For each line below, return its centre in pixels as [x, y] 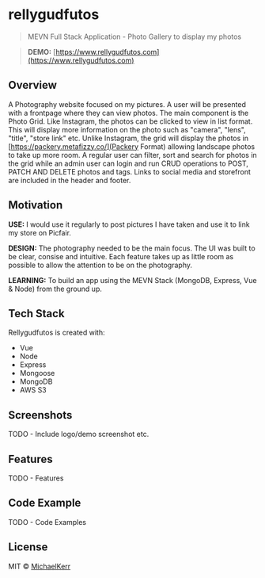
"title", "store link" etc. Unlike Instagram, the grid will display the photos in [129, 138]
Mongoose [37, 373]
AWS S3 [33, 390]
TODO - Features [36, 478]
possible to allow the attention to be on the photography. [100, 265]
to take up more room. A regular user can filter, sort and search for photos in [132, 155]
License [28, 547]
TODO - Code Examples [47, 522]
